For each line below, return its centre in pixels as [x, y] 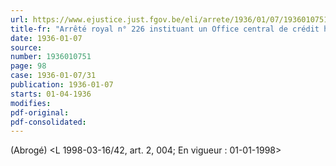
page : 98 [28, 66]
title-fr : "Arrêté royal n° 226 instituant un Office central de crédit [165, 29]
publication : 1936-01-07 [62, 85]
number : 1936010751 [51, 57]
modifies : [31, 103]
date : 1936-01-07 [46, 38]
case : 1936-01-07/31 [53, 76]
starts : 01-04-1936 [51, 94]
